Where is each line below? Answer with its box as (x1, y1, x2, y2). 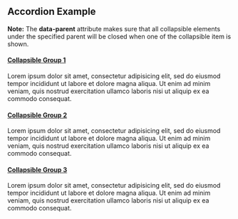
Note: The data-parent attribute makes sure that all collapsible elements (7, 24, 221, 33)
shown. (7, 39, 29, 48)
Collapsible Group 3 (7, 165, 68, 173)
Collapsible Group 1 (7, 56, 66, 65)
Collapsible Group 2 (7, 110, 68, 119)
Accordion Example (7, 6, 96, 18)
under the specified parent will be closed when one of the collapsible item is (7, 32, 232, 41)
